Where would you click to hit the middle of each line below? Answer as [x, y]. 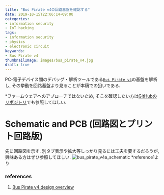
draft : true [17, 65]
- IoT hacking [20, 28]
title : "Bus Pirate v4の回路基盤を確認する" [48, 10]
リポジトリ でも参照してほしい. [36, 102]
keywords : [15, 51]
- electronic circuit [27, 46]
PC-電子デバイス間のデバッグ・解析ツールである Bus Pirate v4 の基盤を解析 [82, 79]
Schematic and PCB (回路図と [66, 124]
